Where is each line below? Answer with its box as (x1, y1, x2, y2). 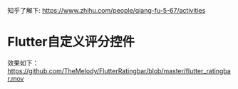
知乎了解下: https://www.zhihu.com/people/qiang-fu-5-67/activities (7, 6, 206, 14)
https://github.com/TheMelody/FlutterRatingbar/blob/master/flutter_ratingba (7, 66, 232, 75)
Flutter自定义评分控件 (7, 34, 135, 50)
